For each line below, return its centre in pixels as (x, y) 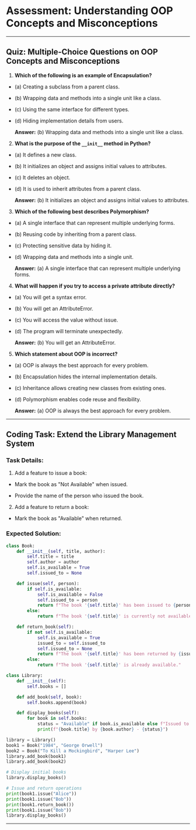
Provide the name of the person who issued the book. (79, 496)
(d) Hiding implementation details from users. (69, 121)
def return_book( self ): (45, 627)
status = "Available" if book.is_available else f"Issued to (113, 724)
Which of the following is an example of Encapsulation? (83, 75)
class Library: (24, 676)
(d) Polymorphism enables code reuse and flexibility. (78, 399)
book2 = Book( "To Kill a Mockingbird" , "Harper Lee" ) (73, 751)
